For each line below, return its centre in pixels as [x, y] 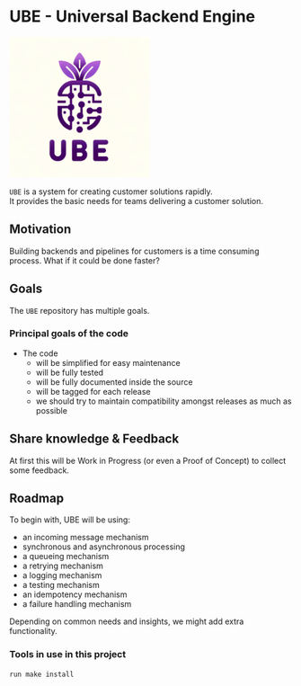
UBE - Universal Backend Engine [133, 17]
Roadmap [37, 499]
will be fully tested [70, 372]
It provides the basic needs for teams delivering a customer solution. [136, 200]
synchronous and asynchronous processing [104, 547]
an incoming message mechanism [86, 538]
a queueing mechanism [66, 557]
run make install [42, 674]
